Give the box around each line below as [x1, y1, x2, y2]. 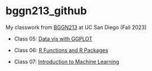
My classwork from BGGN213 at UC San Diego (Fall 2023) [5, 24, 147, 31]
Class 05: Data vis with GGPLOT [14, 35, 93, 42]
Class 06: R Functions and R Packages [14, 46, 108, 54]
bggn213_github [5, 4, 87, 18]
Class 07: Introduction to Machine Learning [14, 58, 119, 65]
